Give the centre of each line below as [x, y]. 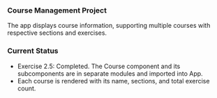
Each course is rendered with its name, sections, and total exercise [113, 81]
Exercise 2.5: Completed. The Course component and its [99, 66]
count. [27, 88]
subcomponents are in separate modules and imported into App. [110, 73]
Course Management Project [57, 10]
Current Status [33, 51]
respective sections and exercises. [57, 33]
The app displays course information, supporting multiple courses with [109, 26]
